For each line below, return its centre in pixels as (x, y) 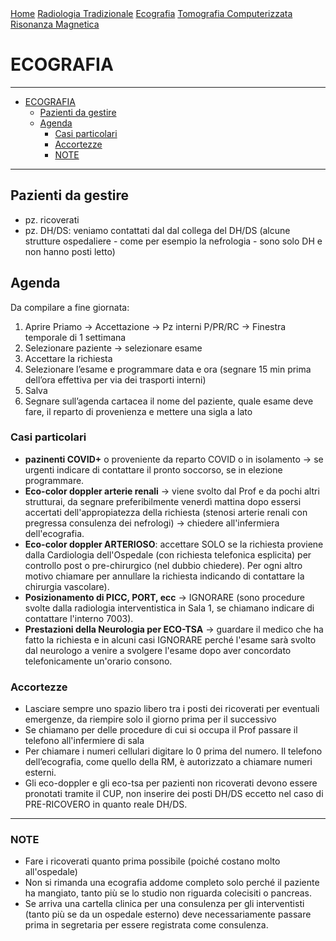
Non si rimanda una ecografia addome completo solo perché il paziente (172, 883)
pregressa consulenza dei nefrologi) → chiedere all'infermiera (152, 523)
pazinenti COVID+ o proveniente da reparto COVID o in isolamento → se (174, 459)
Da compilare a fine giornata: (70, 307)
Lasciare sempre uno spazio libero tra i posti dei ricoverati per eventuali (172, 709)
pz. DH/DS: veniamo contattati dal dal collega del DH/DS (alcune (157, 230)
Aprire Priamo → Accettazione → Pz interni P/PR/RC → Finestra (155, 326)
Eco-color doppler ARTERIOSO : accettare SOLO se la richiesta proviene (174, 544)
